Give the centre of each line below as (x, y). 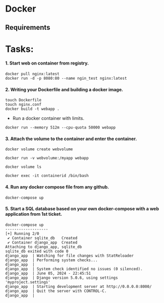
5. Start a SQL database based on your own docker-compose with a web (82, 209)
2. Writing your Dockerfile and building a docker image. (64, 89)
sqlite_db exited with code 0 (37, 251)
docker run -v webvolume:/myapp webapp (47, 158)
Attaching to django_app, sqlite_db (44, 247)
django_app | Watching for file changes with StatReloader (70, 256)
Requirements (28, 27)
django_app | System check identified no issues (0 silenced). (74, 269)
